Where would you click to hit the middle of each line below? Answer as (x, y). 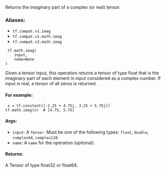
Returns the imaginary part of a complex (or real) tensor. (63, 7)
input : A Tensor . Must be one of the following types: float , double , (81, 132)
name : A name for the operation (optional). (54, 143)
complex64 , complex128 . (35, 137)
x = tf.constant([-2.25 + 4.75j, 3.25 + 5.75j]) (59, 106)
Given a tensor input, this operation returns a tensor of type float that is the (82, 73)
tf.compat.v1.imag (31, 31)
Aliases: (15, 20)
